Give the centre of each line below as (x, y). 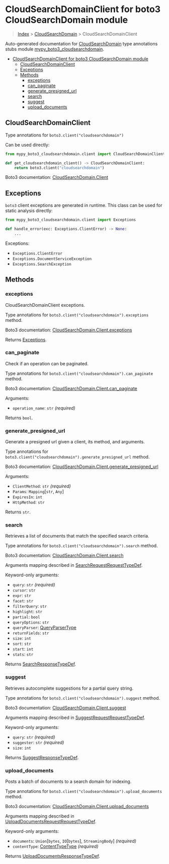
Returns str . (18, 512)
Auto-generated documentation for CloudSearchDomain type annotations (81, 43)
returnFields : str (31, 633)
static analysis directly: (29, 211)
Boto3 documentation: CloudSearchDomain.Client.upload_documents (77, 806)
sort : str (22, 644)
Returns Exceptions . (26, 340)
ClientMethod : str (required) (42, 486)
